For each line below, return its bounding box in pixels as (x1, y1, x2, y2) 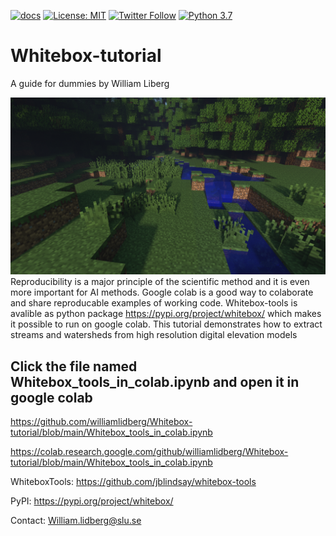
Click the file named (10, 358, 138, 375)
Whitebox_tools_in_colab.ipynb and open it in (10, 373, 300, 390)
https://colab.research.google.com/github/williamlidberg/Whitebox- (10, 446, 289, 458)
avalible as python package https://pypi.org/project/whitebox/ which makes (10, 308, 322, 320)
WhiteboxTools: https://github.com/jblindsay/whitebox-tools (10, 476, 257, 488)
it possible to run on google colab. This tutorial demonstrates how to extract (10, 318, 323, 330)
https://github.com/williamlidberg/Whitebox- (10, 416, 193, 428)
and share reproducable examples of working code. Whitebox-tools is (10, 297, 298, 309)
